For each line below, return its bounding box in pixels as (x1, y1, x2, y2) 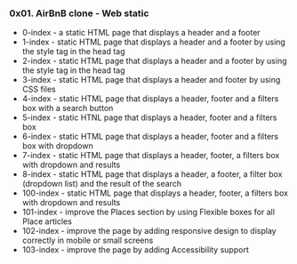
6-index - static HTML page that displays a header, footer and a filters (21, 132, 278, 142)
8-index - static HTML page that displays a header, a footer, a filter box (21, 169, 283, 180)
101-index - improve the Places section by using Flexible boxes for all (21, 207, 276, 218)
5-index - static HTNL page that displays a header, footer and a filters (21, 112, 277, 123)
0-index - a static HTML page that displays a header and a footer (21, 28, 261, 38)
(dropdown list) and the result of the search (21, 179, 182, 189)
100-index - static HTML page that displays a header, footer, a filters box (21, 188, 289, 198)
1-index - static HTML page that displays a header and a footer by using (21, 36, 286, 47)
